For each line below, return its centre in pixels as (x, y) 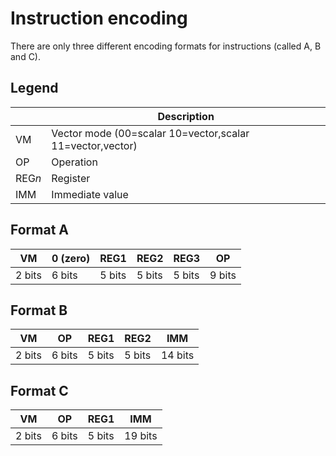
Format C (39, 390)
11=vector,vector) (94, 145)
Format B (39, 310)
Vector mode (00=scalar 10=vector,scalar (150, 133)
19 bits (141, 436)
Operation (74, 162)
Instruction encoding (99, 18)
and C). (26, 56)
